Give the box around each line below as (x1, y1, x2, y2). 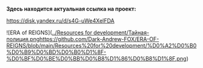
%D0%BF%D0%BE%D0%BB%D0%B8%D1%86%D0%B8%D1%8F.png (6, 55, 186, 62)
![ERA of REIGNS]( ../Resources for (6, 29, 93, 36)
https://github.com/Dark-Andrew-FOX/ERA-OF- (39, 36, 160, 42)
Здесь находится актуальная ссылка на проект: (6, 6, 136, 12)
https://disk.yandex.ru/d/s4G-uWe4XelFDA (6, 17, 115, 24)
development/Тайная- (94, 29, 150, 36)
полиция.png (6, 36, 40, 42)
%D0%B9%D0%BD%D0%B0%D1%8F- (6, 48, 107, 56)
